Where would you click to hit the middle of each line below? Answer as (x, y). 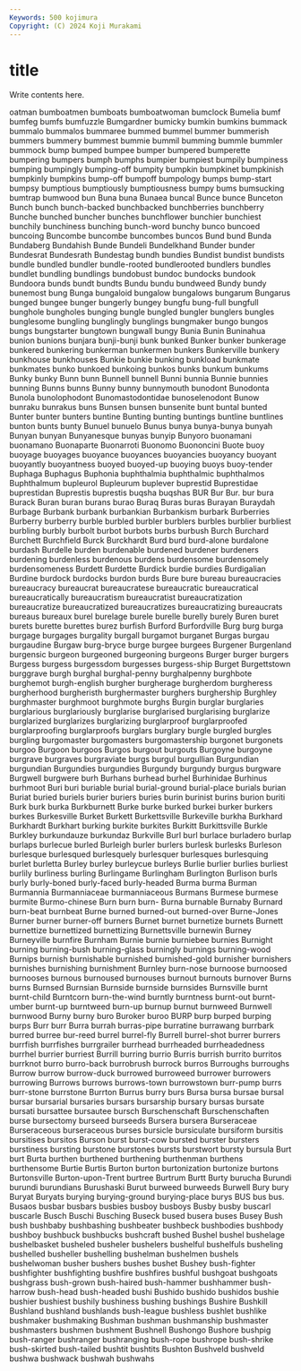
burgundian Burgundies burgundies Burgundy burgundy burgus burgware (146, 769)
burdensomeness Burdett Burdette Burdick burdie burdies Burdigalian (138, 569)
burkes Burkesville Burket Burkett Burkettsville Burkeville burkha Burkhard (146, 817)
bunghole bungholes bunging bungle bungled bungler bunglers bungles (142, 312)
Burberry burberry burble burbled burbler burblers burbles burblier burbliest (150, 521)
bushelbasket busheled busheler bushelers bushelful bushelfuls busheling (146, 1245)
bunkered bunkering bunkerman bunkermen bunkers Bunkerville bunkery (144, 350)
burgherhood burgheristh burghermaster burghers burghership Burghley (143, 693)
